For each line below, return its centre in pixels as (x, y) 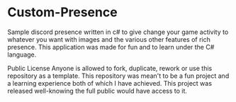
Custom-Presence (63, 12)
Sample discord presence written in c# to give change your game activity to (118, 32)
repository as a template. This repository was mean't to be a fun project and (118, 76)
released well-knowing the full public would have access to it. (97, 91)
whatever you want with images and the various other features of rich (109, 39)
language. (22, 55)
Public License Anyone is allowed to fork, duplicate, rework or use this (110, 68)
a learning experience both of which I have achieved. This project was (110, 83)
